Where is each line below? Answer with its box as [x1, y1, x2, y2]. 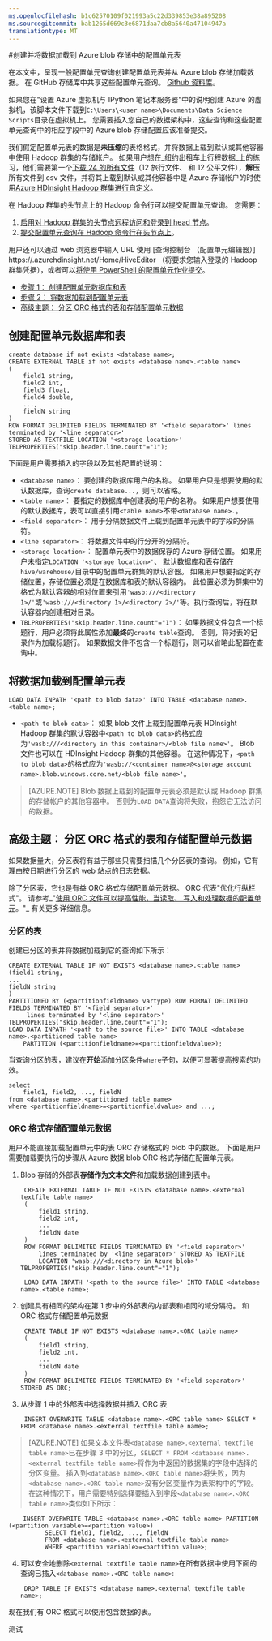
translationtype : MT [8, 27, 79, 35]
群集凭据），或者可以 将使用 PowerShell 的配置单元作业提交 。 [8, 265, 210, 275]
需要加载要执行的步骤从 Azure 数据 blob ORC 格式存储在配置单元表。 [8, 1153, 239, 1162]
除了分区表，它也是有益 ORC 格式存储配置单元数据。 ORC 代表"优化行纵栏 [8, 883, 257, 892]
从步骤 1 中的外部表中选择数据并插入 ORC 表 [19, 1399, 168, 1409]
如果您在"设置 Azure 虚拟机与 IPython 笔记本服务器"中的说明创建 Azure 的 [8, 95, 255, 105]
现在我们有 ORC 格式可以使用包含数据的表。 [8, 1607, 155, 1617]
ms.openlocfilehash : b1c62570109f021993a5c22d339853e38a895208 [8, 11, 227, 20]
